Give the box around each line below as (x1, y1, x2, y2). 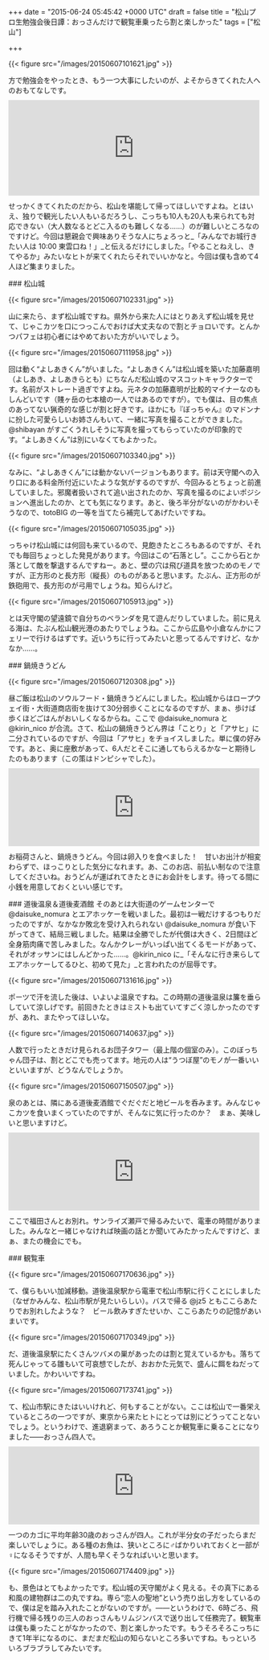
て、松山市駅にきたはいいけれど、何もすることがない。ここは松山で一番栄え (8, 1402, 261, 1411)
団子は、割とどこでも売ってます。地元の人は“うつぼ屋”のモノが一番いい (22, 1055, 259, 1064)
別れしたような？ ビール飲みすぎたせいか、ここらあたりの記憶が (29, 1307, 247, 1315)
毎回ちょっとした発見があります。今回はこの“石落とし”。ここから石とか (22, 551, 260, 560)
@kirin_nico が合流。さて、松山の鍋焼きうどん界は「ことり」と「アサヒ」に (8, 724, 259, 733)
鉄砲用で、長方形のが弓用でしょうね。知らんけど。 (8, 580, 177, 590)
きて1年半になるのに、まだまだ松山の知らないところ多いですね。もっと (8, 1633, 243, 1642)
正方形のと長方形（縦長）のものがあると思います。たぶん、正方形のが (29, 571, 261, 580)
